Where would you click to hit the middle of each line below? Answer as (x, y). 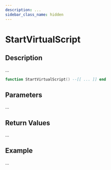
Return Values (28, 123)
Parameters (24, 95)
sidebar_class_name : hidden (34, 15)
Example (19, 151)
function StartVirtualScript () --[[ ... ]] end (56, 79)
